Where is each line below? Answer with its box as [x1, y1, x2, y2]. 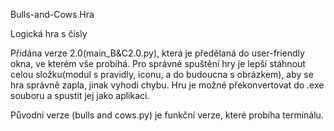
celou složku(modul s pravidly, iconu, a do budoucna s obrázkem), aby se [10, 69, 314, 80]
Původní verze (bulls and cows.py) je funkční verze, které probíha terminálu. [10, 109, 324, 121]
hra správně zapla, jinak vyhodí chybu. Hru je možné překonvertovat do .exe [10, 79, 325, 91]
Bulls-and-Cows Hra [10, 9, 95, 20]
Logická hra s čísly [10, 28, 88, 39]
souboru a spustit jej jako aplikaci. [10, 90, 150, 101]
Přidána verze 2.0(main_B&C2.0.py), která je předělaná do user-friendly [10, 47, 305, 59]
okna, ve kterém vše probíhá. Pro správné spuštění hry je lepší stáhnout [10, 58, 306, 69]
